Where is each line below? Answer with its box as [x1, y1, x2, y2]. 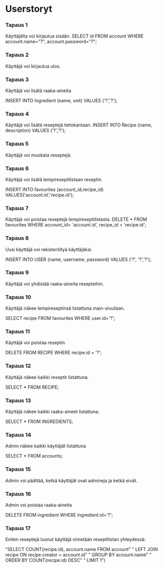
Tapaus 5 [5, 140, 29, 147]
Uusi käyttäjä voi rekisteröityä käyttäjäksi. [5, 246, 93, 252]
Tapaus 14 [5, 431, 32, 438]
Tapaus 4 [5, 110, 29, 117]
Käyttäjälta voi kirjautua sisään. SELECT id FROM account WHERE [5, 33, 144, 39]
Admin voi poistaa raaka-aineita [5, 502, 73, 508]
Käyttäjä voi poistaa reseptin [5, 339, 65, 346]
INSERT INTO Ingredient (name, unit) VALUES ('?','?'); [5, 98, 118, 104]
